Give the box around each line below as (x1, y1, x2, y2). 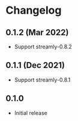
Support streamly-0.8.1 (14, 76, 71, 83)
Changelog (5, 4, 62, 17)
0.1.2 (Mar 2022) (5, 27, 69, 38)
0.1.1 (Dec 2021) (5, 60, 65, 70)
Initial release (14, 109, 47, 116)
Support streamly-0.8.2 (14, 43, 73, 50)
